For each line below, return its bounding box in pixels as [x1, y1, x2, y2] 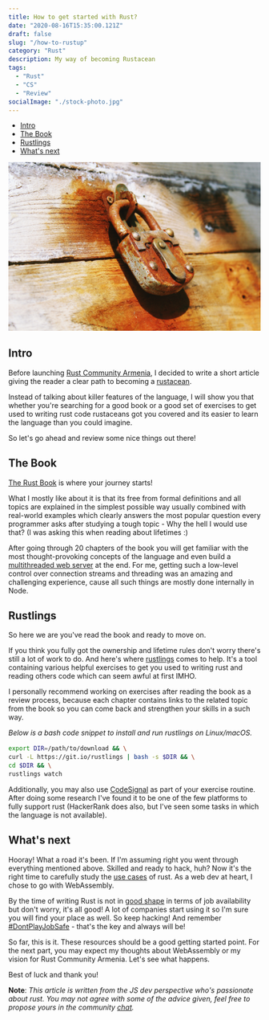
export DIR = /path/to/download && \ [8, 745, 127, 753]
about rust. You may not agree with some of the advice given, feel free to [8, 993, 251, 1003]
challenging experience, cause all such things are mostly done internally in [8, 577, 255, 586]
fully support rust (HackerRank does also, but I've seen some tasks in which [8, 802, 259, 811]
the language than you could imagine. [8, 418, 133, 427]
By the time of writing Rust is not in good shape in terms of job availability [8, 896, 251, 905]
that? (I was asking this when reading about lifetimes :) [8, 527, 188, 537]
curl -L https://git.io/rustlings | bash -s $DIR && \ [8, 753, 195, 761]
